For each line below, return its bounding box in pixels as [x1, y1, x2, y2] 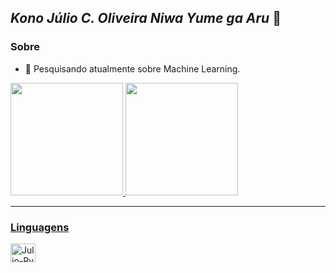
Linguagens [10, 220, 70, 234]
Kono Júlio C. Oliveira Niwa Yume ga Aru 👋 [10, 10, 282, 27]
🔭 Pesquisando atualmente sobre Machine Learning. [24, 62, 241, 75]
